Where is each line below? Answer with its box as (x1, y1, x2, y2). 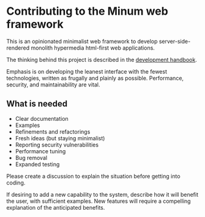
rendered (6, 44, 29, 51)
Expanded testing (15, 161, 60, 168)
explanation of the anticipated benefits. (6, 204, 105, 211)
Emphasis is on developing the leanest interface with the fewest (6, 67, 167, 75)
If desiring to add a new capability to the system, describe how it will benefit (6, 191, 199, 198)
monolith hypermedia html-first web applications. (30, 44, 155, 51)
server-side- (158, 37, 191, 45)
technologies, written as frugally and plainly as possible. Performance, (6, 74, 184, 82)
